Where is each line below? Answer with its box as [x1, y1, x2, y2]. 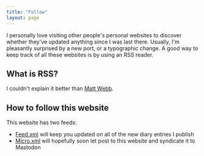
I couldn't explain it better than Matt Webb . [6, 85, 114, 92]
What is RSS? [6, 69, 59, 79]
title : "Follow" [6, 9, 48, 15]
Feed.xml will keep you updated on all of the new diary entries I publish [15, 131, 194, 138]
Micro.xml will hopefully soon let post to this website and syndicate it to [15, 137, 195, 144]
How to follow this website [6, 102, 109, 113]
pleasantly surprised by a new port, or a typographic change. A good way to [6, 44, 199, 52]
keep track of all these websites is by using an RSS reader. [6, 51, 154, 58]
